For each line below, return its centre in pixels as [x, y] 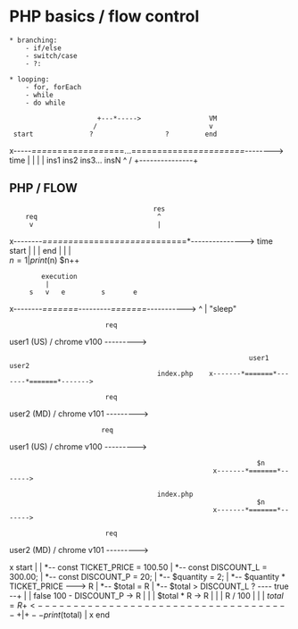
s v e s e [83, 292]
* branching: [33, 40]
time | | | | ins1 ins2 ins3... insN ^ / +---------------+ [104, 160]
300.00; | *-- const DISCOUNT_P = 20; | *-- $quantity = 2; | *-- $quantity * [147, 576]
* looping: [29, 79]
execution [59, 276]
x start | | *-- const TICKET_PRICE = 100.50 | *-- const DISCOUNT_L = [138, 567]
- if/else [44, 48]
